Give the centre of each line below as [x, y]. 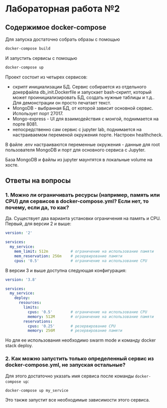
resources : [30, 303]
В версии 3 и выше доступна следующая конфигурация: [66, 270]
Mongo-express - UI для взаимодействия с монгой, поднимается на [86, 119]
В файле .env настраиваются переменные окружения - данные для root [82, 144]
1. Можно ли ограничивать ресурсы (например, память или [82, 195]
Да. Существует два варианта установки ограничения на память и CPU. [83, 219]
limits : [31, 308]
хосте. [12, 165]
